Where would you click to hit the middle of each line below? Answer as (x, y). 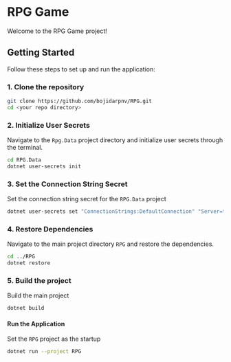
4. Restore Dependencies (50, 229)
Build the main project (38, 295)
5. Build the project (39, 280)
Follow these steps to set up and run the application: (81, 69)
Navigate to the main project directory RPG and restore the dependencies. (111, 244)
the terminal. (25, 148)
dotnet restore (29, 263)
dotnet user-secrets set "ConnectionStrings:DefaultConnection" (101, 212)
